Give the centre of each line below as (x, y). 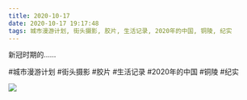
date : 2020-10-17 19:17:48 (54, 23)
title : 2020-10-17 (39, 16)
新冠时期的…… (32, 55)
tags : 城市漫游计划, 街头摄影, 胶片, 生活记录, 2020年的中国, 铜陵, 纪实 (120, 31)
